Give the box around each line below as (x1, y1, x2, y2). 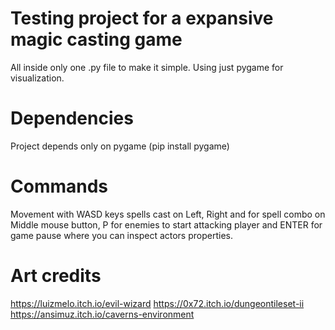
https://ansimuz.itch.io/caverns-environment (10, 308, 195, 320)
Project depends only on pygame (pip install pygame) (10, 140, 230, 152)
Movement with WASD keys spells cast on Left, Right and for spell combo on (10, 208, 326, 220)
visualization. (10, 72, 65, 84)
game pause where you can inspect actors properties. (10, 229, 233, 241)
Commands (10, 175, 109, 198)
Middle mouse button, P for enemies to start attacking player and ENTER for (10, 218, 323, 231)
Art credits (10, 265, 102, 287)
